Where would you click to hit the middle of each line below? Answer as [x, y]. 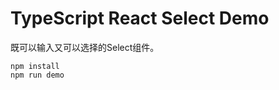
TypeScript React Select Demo [140, 18]
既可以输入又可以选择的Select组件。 [85, 47]
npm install [35, 66]
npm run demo [37, 75]
